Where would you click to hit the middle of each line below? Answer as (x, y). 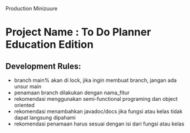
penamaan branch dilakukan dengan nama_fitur (72, 93)
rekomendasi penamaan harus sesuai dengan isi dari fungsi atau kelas (99, 124)
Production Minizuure (31, 8)
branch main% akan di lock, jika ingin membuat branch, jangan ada (95, 80)
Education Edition (49, 45)
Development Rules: (44, 66)
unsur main (28, 86)
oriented (24, 105)
